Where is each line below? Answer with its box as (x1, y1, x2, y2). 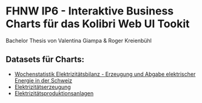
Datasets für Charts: (5, 54, 84, 64)
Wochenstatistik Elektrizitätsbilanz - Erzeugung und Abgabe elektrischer (14, 70, 196, 78)
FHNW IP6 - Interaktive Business (5, 4, 174, 18)
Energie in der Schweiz (14, 76, 73, 84)
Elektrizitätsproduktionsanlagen (14, 89, 94, 97)
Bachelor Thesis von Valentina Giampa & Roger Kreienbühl (5, 37, 152, 44)
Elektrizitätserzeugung (14, 83, 71, 90)
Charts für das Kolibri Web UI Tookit (5, 17, 190, 31)
